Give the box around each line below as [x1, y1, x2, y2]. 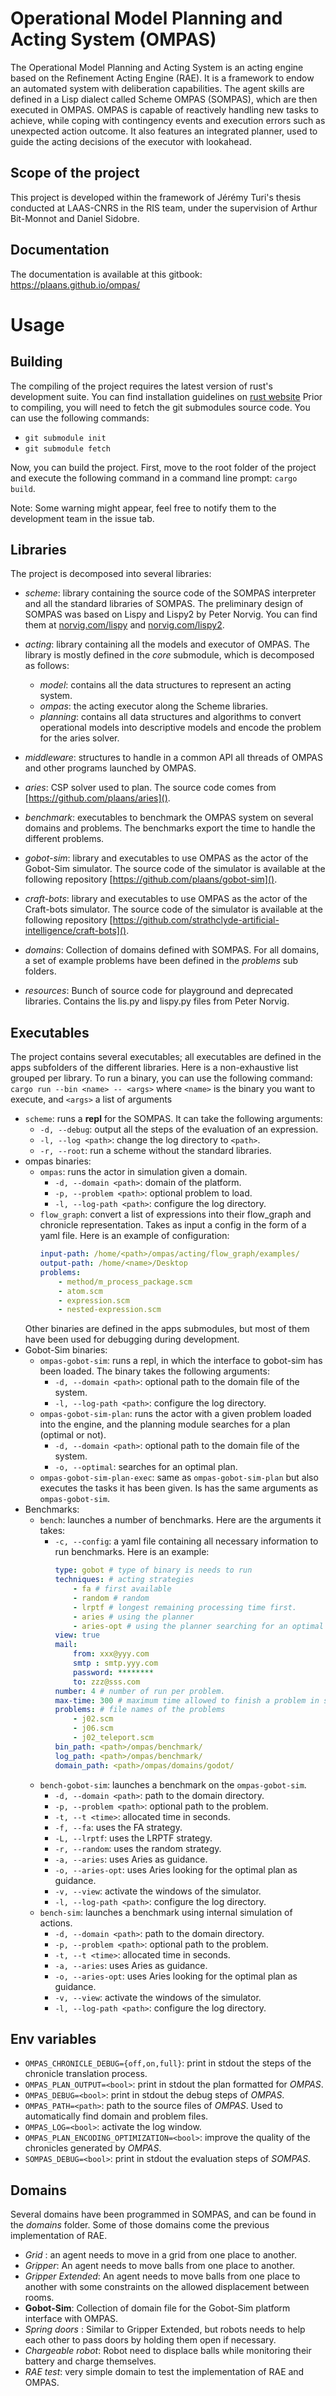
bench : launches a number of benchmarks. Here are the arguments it [39, 1514, 322, 1526]
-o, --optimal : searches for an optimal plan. [54, 1461, 238, 1473]
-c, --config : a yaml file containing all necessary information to [54, 1535, 319, 1547]
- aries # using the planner [73, 1612, 195, 1622]
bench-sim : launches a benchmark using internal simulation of [39, 1906, 293, 1918]
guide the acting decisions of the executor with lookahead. [10, 135, 252, 147]
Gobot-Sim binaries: [24, 1344, 108, 1356]
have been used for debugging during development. [24, 1333, 240, 1346]
